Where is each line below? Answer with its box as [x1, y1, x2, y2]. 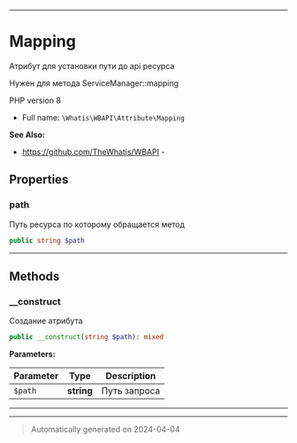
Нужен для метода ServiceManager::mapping [9, 77, 179, 89]
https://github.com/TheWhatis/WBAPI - [21, 146, 165, 157]
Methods [9, 268, 60, 284]
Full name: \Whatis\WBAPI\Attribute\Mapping [21, 112, 186, 122]
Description [105, 369, 156, 382]
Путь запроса [101, 385, 161, 397]
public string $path [9, 236, 86, 245]
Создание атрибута [9, 315, 83, 326]
